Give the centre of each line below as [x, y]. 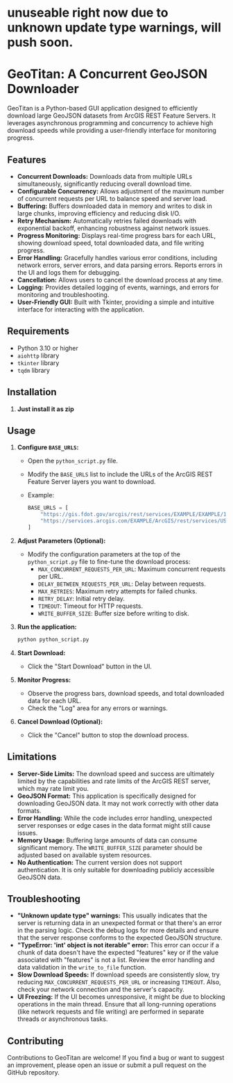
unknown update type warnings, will [114, 27]
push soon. [40, 42]
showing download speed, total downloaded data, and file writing [111, 243]
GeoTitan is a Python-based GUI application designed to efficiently [103, 109]
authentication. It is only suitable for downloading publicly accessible [116, 869]
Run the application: [47, 627]
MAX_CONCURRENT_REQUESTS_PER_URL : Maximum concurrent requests [132, 569]
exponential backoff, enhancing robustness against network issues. [113, 228]
